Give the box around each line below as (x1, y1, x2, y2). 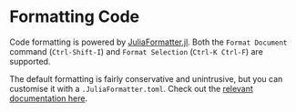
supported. (9, 56, 51, 66)
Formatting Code (9, 6, 139, 27)
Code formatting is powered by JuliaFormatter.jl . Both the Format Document (9, 36, 288, 47)
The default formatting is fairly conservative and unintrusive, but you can (9, 73, 283, 84)
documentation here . (9, 93, 88, 104)
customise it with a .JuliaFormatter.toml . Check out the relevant (9, 83, 253, 94)
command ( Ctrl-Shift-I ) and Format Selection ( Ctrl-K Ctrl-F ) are (9, 46, 264, 56)
